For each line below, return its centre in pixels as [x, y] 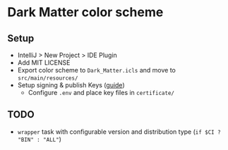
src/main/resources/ [48, 78]
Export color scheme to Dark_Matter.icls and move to [97, 70]
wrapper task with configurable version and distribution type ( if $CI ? [119, 132]
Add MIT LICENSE [44, 63]
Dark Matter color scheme [85, 12]
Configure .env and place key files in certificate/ [101, 93]
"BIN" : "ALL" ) [39, 139]
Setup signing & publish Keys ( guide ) [71, 85]
